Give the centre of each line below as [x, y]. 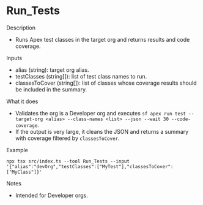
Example [17, 150]
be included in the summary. [51, 89]
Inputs [14, 58]
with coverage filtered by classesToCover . [68, 138]
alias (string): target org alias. [52, 70]
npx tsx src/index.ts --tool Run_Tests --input [68, 161]
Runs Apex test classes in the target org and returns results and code [102, 39]
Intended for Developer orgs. [52, 195]
